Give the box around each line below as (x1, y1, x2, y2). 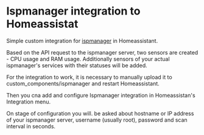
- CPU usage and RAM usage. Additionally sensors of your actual (6, 55, 170, 62)
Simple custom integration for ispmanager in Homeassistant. (6, 37, 158, 44)
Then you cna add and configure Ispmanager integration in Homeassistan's (6, 91, 196, 99)
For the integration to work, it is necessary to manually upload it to (6, 73, 172, 81)
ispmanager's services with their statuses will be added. (6, 62, 147, 69)
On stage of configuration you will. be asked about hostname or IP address (6, 110, 194, 117)
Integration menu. (6, 98, 51, 105)
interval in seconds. (6, 122, 56, 130)
